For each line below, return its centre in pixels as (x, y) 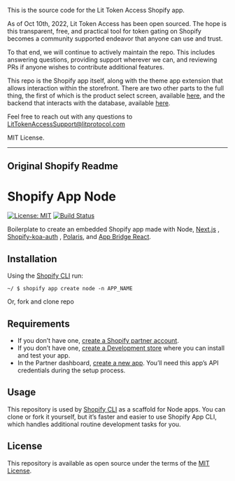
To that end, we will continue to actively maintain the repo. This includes (111, 52)
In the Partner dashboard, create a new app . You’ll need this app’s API (118, 363)
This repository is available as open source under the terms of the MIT (108, 463)
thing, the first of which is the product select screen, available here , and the (116, 95)
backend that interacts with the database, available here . (89, 103)
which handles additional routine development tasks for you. (94, 424)
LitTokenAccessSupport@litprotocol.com (66, 124)
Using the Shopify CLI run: (45, 276)
